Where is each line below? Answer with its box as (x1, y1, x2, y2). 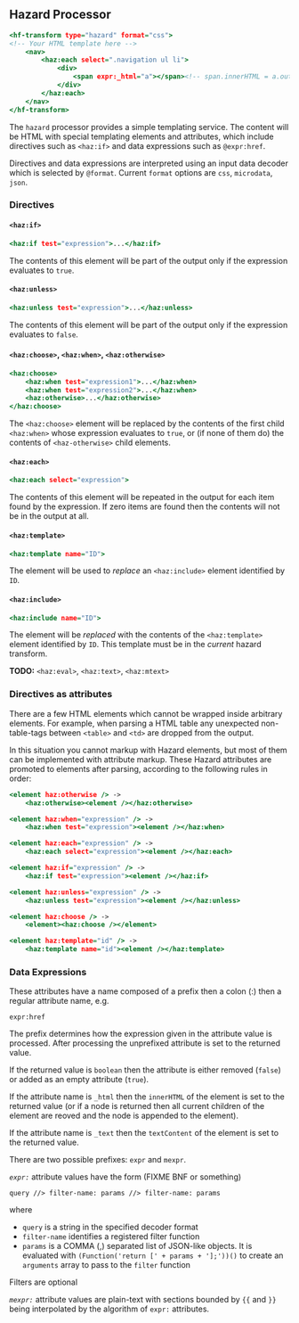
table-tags (9, 727, 47, 738)
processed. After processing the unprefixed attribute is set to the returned (9, 1038, 281, 1048)
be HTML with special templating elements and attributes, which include (9, 131, 274, 142)
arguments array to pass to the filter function (21, 1260, 191, 1270)
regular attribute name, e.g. (9, 996, 109, 1007)
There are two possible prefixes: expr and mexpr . (9, 1155, 187, 1165)
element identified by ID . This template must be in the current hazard (9, 639, 262, 650)
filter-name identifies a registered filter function (21, 1231, 200, 1242)
